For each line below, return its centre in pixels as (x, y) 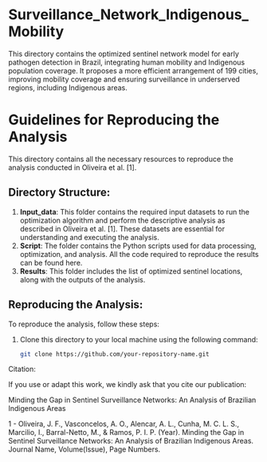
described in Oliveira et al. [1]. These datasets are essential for (122, 228)
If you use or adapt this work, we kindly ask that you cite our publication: (128, 385)
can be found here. (51, 263)
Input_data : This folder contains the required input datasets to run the (134, 211)
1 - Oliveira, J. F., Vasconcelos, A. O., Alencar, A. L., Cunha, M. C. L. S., (124, 424)
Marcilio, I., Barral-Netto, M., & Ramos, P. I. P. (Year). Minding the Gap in (126, 432)
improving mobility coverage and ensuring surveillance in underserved (124, 79)
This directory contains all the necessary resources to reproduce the (121, 159)
